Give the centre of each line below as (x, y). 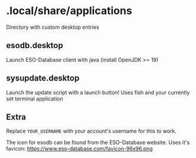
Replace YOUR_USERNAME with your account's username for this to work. (92, 131)
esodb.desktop (35, 46)
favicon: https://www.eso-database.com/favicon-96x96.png (79, 149)
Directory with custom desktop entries (53, 27)
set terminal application (35, 99)
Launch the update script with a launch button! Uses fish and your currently (98, 92)
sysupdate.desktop (43, 78)
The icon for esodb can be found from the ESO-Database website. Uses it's (98, 143)
